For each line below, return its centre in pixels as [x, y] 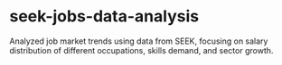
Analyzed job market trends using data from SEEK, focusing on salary [139, 41]
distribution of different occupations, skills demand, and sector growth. [141, 50]
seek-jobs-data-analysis [104, 16]
